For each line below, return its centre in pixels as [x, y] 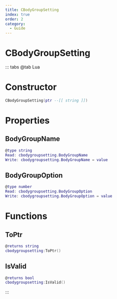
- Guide [18, 28]
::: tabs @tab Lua [23, 67]
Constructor [31, 87]
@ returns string [22, 246]
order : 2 [14, 19]
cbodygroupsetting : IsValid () [35, 282]
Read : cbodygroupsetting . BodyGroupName [47, 155]
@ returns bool [20, 278]
